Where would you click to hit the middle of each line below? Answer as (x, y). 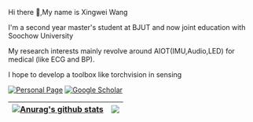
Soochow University (41, 36)
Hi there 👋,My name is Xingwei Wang (68, 12)
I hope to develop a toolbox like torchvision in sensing (95, 74)
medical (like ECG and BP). (51, 59)
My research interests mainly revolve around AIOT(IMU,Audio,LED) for (122, 51)
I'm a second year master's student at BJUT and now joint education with (127, 27)
